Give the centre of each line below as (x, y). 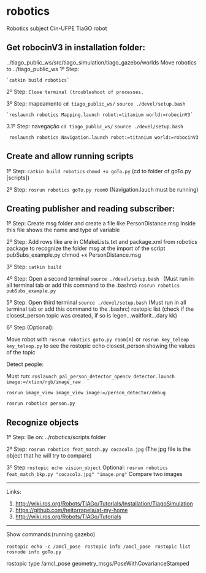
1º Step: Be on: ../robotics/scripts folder (56, 437)
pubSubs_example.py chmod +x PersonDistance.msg (74, 255)
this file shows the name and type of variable (63, 230)
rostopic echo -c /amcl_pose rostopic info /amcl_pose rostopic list (99, 547)
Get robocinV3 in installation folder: (76, 48)
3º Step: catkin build (34, 267)
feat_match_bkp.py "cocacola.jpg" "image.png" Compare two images (94, 474)
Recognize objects (43, 422)
